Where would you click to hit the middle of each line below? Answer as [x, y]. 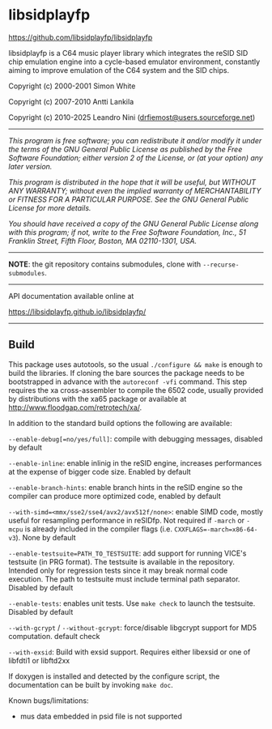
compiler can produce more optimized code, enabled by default [115, 496]
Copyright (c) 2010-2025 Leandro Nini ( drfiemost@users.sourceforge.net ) [132, 117]
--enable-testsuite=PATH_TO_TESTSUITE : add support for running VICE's [127, 553]
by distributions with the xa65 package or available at [98, 399]
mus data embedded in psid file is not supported [101, 716]
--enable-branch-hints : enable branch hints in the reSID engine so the [125, 487]
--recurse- [221, 265]
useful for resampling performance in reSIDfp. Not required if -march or [127, 520]
